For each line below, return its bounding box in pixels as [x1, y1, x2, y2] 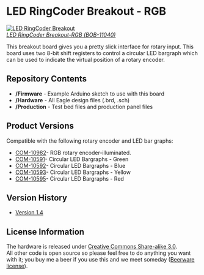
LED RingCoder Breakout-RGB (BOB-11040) [6, 31, 116, 38]
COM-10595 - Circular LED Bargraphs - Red [15, 175, 124, 182]
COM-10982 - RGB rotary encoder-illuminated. [15, 149, 131, 156]
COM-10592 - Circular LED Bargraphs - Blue [15, 162, 126, 169]
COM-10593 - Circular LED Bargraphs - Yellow [15, 168, 131, 176]
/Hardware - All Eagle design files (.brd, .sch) [15, 96, 130, 104]
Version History [6, 192, 67, 203]
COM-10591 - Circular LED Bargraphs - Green [15, 155, 129, 163]
